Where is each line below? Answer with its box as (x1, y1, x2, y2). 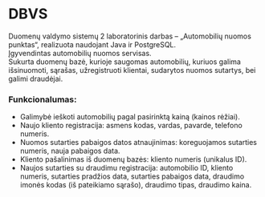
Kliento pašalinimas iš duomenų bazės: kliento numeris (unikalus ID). (19, 155, 247, 164)
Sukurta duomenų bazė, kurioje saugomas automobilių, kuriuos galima (8, 57, 241, 66)
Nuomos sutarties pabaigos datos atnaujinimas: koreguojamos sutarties (19, 138, 257, 147)
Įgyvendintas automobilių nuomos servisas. (8, 48, 152, 58)
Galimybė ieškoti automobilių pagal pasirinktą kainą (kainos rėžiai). (19, 112, 241, 122)
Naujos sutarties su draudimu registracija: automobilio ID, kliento (19, 163, 234, 173)
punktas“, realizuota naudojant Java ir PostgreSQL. (8, 39, 177, 49)
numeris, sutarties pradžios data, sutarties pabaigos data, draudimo (19, 171, 245, 181)
